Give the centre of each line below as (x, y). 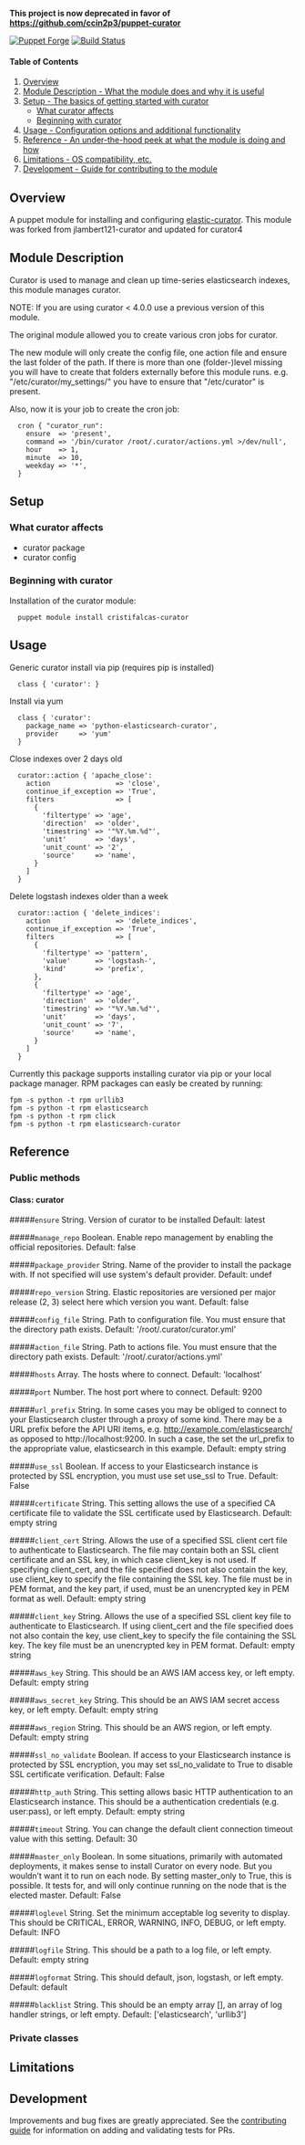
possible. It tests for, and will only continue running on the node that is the (148, 1886)
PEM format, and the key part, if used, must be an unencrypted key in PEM (149, 1589)
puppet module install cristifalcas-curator (103, 617)
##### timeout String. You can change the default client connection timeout (151, 1829)
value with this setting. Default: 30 (74, 1839)
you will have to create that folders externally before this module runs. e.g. (149, 371)
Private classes (44, 2038)
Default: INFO (35, 1932)
